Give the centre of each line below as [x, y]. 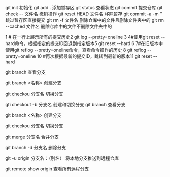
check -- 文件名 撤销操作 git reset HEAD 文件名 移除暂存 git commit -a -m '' [84, 14]
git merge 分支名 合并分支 [32, 137]
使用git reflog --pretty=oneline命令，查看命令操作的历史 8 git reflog [76, 50]
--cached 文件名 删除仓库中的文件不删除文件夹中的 [59, 26]
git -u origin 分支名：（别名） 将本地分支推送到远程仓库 [62, 158]
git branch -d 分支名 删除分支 [36, 147]
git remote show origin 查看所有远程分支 [47, 169]
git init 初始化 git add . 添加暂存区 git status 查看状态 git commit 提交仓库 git [84, 7]
